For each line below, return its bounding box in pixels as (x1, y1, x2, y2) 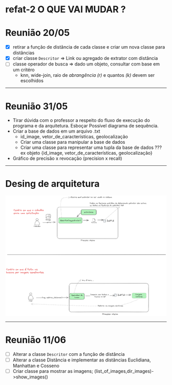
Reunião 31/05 (5, 100, 68, 112)
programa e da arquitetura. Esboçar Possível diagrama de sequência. (12, 123, 159, 129)
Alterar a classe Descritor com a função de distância (12, 351, 125, 357)
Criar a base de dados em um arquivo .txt (12, 128, 101, 134)
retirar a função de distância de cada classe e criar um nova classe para (12, 44, 165, 50)
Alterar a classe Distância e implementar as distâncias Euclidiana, (12, 357, 151, 363)
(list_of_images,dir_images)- (94, 368, 154, 374)
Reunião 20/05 (5, 27, 70, 39)
